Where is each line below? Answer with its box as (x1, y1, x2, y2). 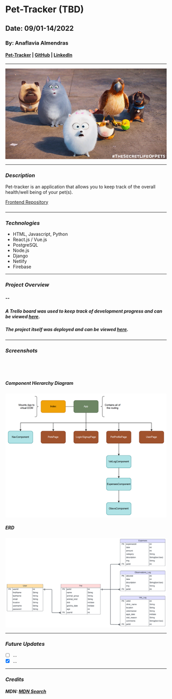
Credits (5, 675, 24, 683)
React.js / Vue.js (12, 236, 47, 243)
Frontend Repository (5, 199, 49, 205)
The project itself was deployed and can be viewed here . (5, 326, 129, 333)
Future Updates (5, 641, 45, 648)
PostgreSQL (12, 242, 38, 248)
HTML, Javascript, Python (12, 231, 68, 237)
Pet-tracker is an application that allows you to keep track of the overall (5, 183, 156, 190)
